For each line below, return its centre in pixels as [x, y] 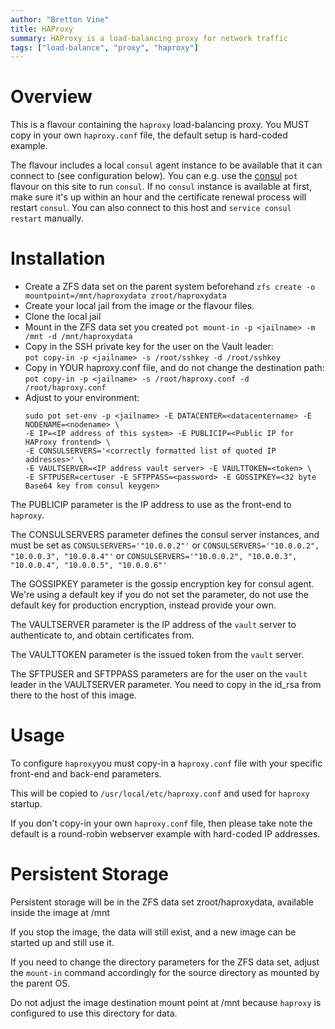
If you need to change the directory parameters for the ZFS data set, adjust [165, 962]
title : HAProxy [42, 29]
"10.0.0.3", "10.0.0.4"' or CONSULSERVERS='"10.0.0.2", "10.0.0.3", [154, 556]
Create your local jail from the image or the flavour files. [139, 306]
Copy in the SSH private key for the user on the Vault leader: [149, 347]
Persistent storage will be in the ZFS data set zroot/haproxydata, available [162, 902]
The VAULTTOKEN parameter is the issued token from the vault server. [157, 655]
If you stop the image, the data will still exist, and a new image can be [153, 932]
